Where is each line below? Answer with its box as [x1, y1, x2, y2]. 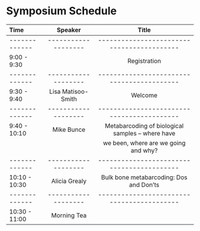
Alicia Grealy [51, 177, 87, 185]
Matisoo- [62, 87, 89, 96]
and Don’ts [129, 180, 160, 189]
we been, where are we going [103, 138, 186, 147]
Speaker [57, 26, 82, 34]
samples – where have [112, 129, 176, 137]
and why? [130, 146, 158, 155]
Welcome [130, 91, 158, 99]
